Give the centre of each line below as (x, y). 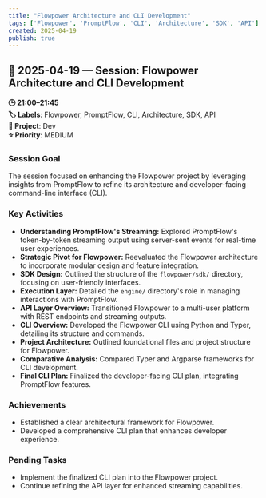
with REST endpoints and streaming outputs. (93, 316)
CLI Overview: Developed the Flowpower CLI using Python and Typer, (135, 325)
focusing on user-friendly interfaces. (80, 282)
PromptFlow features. (56, 384)
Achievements (37, 404)
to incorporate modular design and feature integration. (109, 265)
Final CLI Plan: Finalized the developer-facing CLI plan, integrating (129, 376)
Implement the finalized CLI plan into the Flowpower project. (119, 477)
